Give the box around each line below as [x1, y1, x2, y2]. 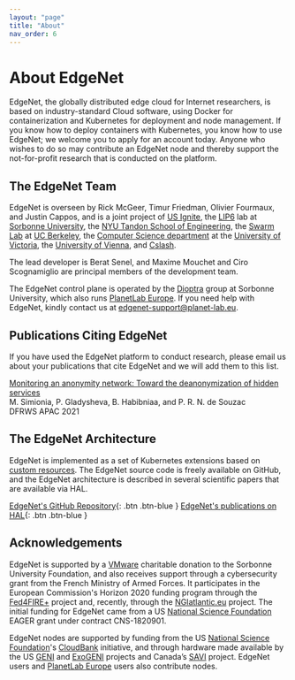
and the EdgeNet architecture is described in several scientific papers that [9, 474, 280, 485]
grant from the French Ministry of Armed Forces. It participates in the [9, 577, 261, 588]
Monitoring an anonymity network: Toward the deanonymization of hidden [9, 378, 279, 388]
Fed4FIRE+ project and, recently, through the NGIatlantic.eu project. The [9, 596, 273, 607]
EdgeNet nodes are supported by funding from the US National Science [9, 632, 270, 643]
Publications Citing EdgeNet [9, 328, 168, 343]
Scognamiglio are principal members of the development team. [9, 266, 238, 277]
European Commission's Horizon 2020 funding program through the [9, 587, 258, 598]
